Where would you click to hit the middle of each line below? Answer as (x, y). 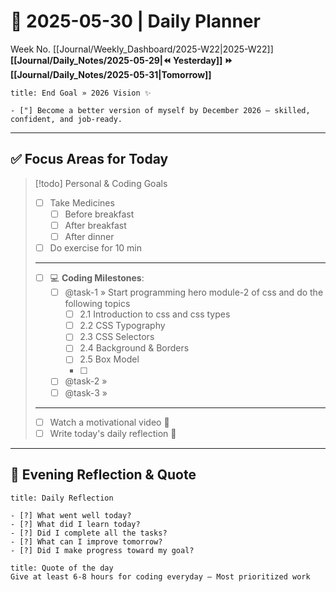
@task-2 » (86, 381)
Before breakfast (99, 214)
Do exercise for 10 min (96, 248)
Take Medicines (82, 202)
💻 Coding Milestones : (97, 278)
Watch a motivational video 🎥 (109, 422)
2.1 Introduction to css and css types (155, 314)
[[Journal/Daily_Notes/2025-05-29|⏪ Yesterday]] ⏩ (121, 60)
